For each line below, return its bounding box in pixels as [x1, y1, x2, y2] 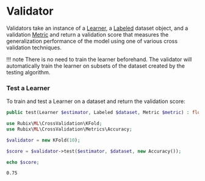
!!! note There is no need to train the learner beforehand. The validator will [6, 55, 192, 63]
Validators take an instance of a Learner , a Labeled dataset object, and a [6, 24, 189, 32]
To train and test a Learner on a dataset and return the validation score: [6, 98, 185, 105]
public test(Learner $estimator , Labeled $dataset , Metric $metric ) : [6, 110, 190, 116]
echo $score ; [6, 159, 40, 165]
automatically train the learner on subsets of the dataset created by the [6, 62, 185, 69]
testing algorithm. [6, 68, 51, 76]
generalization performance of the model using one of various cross [6, 37, 178, 44]
